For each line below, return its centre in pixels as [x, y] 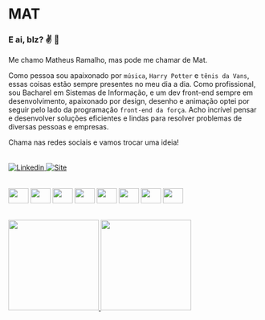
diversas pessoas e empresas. [59, 127]
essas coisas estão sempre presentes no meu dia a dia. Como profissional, [132, 84]
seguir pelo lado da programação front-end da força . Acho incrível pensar [132, 110]
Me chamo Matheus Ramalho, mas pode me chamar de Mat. [108, 60]
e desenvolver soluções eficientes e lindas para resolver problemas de [125, 118]
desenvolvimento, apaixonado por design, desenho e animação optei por [129, 101]
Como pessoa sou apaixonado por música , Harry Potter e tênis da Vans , [129, 76]
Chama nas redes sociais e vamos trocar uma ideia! [94, 142]
